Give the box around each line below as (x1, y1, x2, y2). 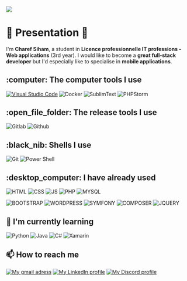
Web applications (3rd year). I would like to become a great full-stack (6, 52, 176, 59)
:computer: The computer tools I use (6, 75, 142, 85)
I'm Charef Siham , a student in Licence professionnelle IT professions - (6, 45, 182, 52)
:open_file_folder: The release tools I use (6, 107, 157, 117)
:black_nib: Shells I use (6, 140, 92, 150)
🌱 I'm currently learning (6, 216, 94, 226)
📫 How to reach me (6, 250, 79, 260)
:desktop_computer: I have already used (6, 172, 156, 182)
